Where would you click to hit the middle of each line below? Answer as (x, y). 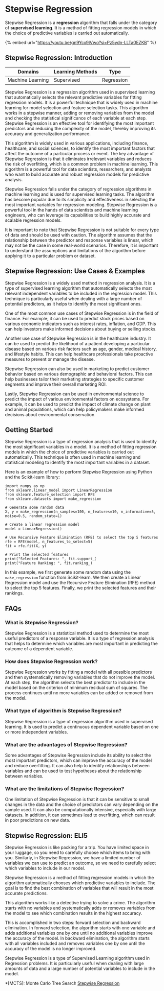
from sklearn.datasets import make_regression (53, 499)
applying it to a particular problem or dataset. (51, 256)
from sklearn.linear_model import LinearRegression (59, 491)
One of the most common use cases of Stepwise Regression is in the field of (82, 313)
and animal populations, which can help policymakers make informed (75, 409)
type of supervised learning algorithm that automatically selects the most (79, 288)
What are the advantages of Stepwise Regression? (66, 744)
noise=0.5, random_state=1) (34, 516)
